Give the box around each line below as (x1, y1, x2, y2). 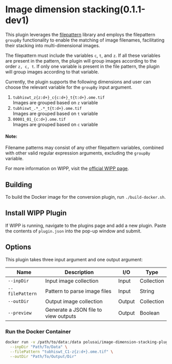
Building (5, 180, 32, 189)
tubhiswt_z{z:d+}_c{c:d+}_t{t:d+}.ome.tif (12, 95, 105, 100)
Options (5, 243, 32, 252)
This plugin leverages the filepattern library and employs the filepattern (5, 31, 155, 37)
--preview (8, 310, 32, 316)
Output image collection (45, 298, 103, 305)
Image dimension (5, 4, 80, 15)
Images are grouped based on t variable (12, 110, 98, 117)
